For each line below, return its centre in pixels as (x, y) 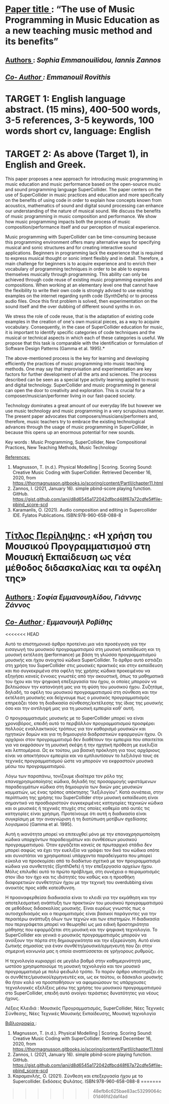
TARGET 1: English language (65, 99)
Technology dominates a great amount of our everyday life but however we (83, 406)
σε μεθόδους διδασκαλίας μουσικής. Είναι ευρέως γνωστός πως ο (75, 908)
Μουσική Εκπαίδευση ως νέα (68, 557)
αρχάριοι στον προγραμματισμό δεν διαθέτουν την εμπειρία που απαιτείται (84, 740)
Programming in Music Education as (82, 20)
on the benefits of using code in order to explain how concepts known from (83, 200)
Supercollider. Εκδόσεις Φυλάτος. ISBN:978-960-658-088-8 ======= (87, 1081)
